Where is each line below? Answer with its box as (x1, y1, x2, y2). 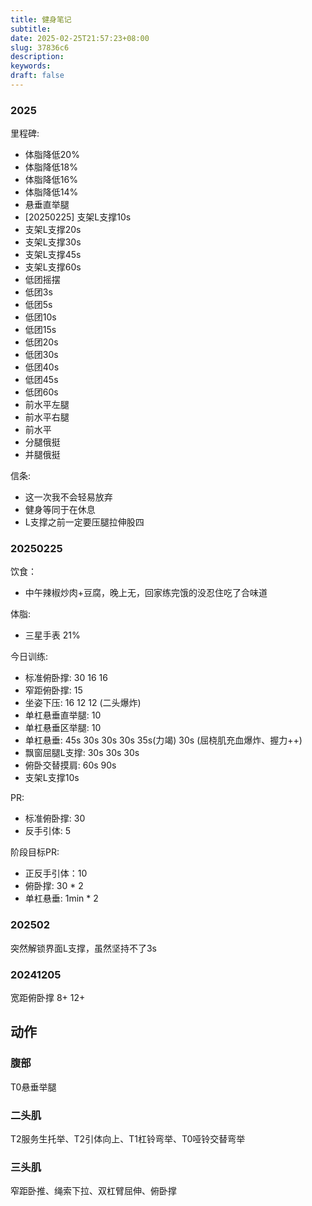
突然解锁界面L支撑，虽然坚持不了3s (10, 942, 157, 954)
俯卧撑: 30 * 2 (24, 880, 84, 892)
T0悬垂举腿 (10, 1081, 57, 1093)
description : (10, 52, 65, 62)
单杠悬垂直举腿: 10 (24, 709, 102, 721)
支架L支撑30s (24, 236, 82, 248)
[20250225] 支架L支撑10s (24, 211, 132, 223)
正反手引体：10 (24, 867, 88, 880)
